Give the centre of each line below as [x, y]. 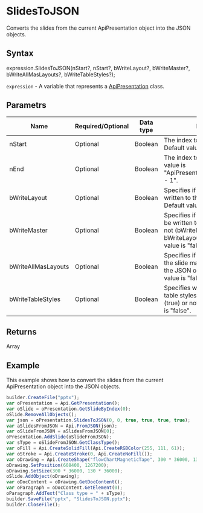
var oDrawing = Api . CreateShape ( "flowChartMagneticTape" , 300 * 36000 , [98, 459]
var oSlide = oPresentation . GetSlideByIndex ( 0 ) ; [69, 409]
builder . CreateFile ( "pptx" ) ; [43, 398]
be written [179, 222]
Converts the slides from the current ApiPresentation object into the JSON [98, 28]
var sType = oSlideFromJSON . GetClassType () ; [63, 443]
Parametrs [26, 105]
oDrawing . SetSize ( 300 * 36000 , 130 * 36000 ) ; [65, 471]
